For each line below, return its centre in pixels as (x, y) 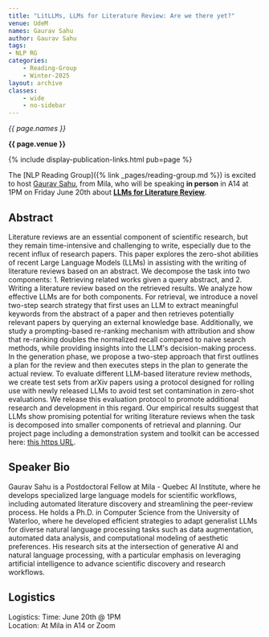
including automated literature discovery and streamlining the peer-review (131, 503)
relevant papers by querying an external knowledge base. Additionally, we (131, 322)
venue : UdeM (28, 23)
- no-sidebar (45, 105)
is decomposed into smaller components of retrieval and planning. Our (125, 425)
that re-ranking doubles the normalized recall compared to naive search (127, 339)
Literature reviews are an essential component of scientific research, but (128, 236)
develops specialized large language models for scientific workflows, (122, 495)
